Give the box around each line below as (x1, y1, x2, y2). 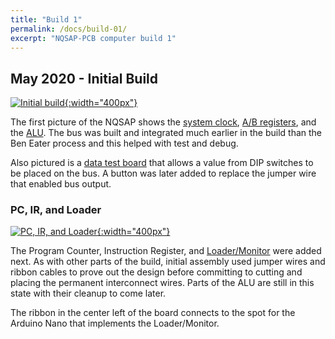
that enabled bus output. (10, 178, 112, 190)
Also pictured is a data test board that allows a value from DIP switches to (10, 157, 314, 169)
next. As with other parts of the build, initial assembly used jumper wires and (10, 256, 326, 268)
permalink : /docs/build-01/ (10, 24, 128, 34)
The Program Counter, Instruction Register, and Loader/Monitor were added (10, 245, 322, 257)
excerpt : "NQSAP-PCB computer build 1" (10, 33, 177, 43)
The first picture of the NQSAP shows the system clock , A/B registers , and (10, 116, 317, 128)
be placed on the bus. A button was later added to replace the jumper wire (10, 167, 317, 180)
